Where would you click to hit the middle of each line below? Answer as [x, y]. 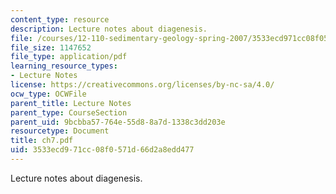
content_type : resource [60, 19]
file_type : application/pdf [69, 57]
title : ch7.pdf [42, 141]
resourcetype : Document [60, 131]
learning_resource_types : [64, 66]
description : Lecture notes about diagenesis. [109, 29]
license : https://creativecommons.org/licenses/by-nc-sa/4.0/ [142, 85]
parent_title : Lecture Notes [71, 103]
